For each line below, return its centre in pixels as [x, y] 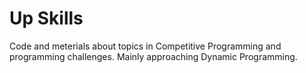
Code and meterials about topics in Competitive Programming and [145, 46]
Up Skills [46, 18]
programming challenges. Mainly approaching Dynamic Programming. [153, 56]
